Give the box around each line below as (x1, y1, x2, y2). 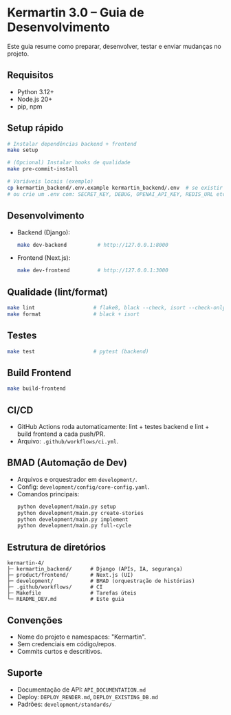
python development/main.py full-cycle (16, 522, 132, 529)
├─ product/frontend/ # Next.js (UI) (7, 572, 134, 579)
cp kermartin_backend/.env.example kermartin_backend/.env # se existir (7, 184, 223, 191)
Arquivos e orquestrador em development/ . (16, 475, 137, 483)
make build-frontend (7, 385, 67, 393)
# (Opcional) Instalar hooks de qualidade (7, 159, 131, 166)
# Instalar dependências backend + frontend (7, 140, 137, 147)
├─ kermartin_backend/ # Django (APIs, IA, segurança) (7, 566, 184, 573)
